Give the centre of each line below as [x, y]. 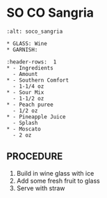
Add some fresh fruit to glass [58, 181]
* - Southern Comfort [38, 80]
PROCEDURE [35, 157]
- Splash [25, 123]
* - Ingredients [30, 68]
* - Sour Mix [25, 92]
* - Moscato [24, 129]
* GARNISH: [22, 49]
